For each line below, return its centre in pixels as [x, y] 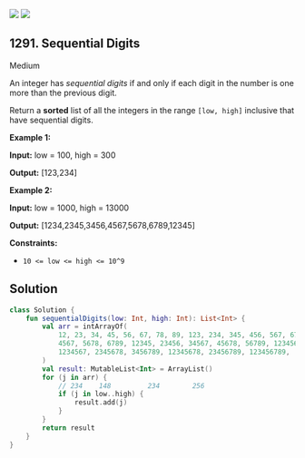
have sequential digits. [51, 120]
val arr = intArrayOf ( [85, 326]
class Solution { [42, 310]
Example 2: [31, 190]
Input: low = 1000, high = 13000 [69, 208]
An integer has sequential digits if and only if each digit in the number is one [152, 83]
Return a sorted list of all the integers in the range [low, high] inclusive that [152, 110]
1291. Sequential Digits [75, 44]
